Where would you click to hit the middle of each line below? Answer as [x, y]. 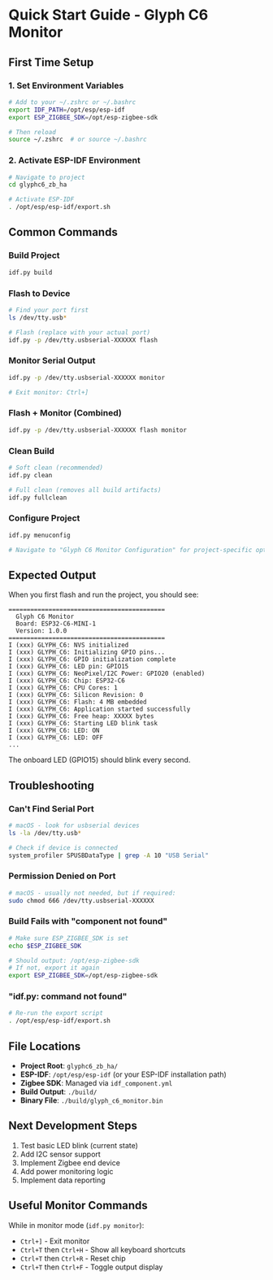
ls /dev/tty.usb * [38, 318]
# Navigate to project [47, 177]
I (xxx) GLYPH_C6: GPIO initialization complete [92, 660]
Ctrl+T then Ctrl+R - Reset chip [73, 1258]
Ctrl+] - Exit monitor [55, 1241]
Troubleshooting [52, 785]
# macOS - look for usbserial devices [74, 825]
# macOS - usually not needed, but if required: [92, 893]
